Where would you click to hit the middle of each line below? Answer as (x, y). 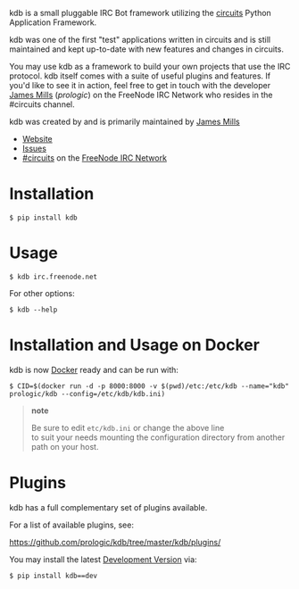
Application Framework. (53, 22)
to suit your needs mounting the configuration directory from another (158, 437)
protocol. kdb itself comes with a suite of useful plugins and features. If (140, 76)
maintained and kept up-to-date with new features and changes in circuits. (146, 49)
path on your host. (65, 446)
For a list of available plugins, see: (71, 525)
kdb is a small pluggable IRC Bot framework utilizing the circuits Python (141, 13)
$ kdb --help (33, 310)
